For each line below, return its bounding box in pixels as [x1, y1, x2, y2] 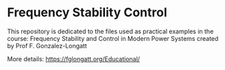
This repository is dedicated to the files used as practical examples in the [7, 27, 214, 35]
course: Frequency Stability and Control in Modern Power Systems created [7, 34, 219, 42]
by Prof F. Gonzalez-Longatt [7, 41, 87, 50]
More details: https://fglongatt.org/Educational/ [7, 54, 141, 63]
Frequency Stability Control [7, 5, 167, 20]
